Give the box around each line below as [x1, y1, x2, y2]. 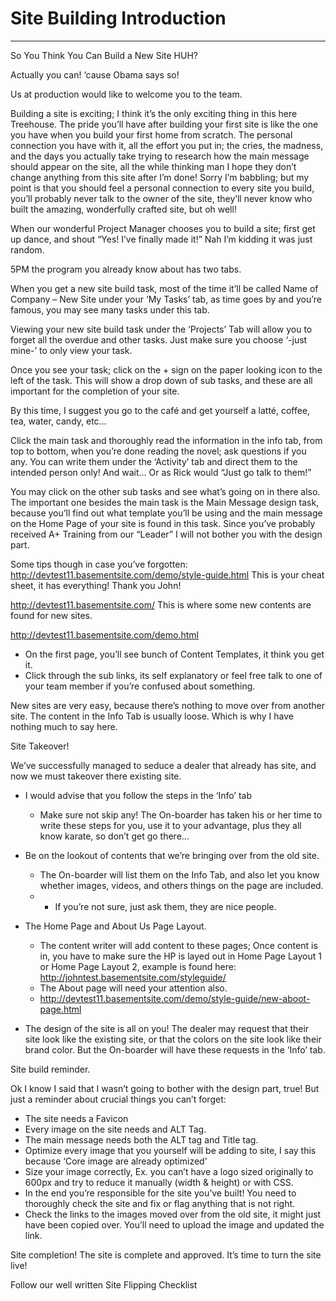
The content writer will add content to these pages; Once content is [39, 939, 318, 951]
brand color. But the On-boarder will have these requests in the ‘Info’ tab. [24, 1043, 326, 1056]
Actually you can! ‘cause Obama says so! [10, 68, 180, 81]
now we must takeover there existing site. [10, 770, 182, 782]
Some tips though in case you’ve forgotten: [10, 558, 188, 570]
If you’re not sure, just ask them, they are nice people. [54, 900, 277, 912]
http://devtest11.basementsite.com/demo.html [10, 628, 199, 641]
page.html [39, 1003, 82, 1015]
